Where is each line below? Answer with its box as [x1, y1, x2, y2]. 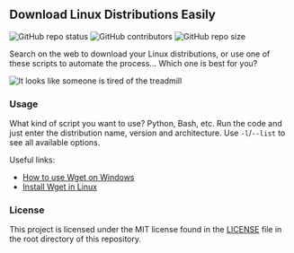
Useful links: [9, 154, 56, 165]
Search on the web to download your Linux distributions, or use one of [9, 48, 271, 59]
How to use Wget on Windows [22, 172, 135, 183]
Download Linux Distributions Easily [9, 7, 216, 22]
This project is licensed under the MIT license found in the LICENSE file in [9, 224, 282, 235]
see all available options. [9, 137, 101, 148]
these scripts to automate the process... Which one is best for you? [9, 57, 258, 68]
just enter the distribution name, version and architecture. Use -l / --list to [9, 127, 286, 138]
